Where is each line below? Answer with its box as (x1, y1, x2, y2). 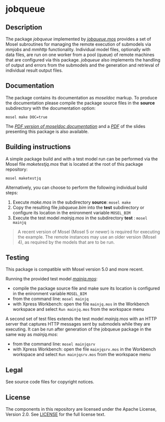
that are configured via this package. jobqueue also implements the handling (5, 57, 161, 62)
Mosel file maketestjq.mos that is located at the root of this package (5, 161, 143, 167)
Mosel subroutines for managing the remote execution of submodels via (5, 41, 151, 47)
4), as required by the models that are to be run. (17, 239, 115, 245)
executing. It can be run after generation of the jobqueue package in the (5, 326, 152, 332)
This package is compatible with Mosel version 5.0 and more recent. (5, 267, 144, 272)
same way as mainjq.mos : (5, 332, 58, 337)
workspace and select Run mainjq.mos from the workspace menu (12, 306, 144, 312)
